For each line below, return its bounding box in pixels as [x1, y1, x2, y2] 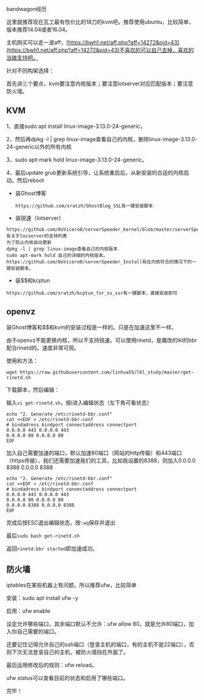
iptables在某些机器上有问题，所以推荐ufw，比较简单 [6, 581, 137, 589]
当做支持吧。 [6, 54, 38, 61]
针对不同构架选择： [6, 67, 55, 74]
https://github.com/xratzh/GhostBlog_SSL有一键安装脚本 [15, 203, 154, 209]
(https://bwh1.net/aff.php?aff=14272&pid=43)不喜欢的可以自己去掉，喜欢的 [6, 46, 194, 54]
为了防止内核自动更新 [6, 239, 52, 246]
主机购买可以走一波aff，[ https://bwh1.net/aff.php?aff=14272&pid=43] [6, 39, 180, 46]
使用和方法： [6, 357, 38, 364]
